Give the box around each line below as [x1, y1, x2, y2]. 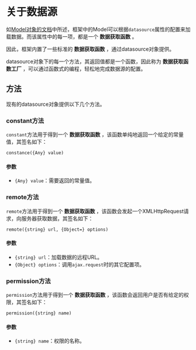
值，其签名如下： [6, 138, 47, 145]
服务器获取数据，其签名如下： [21, 214, 94, 222]
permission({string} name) [6, 310, 72, 316]
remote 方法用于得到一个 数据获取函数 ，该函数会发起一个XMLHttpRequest [6, 207, 184, 214]
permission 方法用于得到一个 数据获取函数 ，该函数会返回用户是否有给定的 [6, 292, 184, 299]
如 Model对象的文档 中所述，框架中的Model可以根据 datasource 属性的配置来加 [6, 26, 191, 33]
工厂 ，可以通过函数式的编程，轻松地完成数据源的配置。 [11, 65, 146, 72]
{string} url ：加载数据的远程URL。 [14, 254, 103, 261]
